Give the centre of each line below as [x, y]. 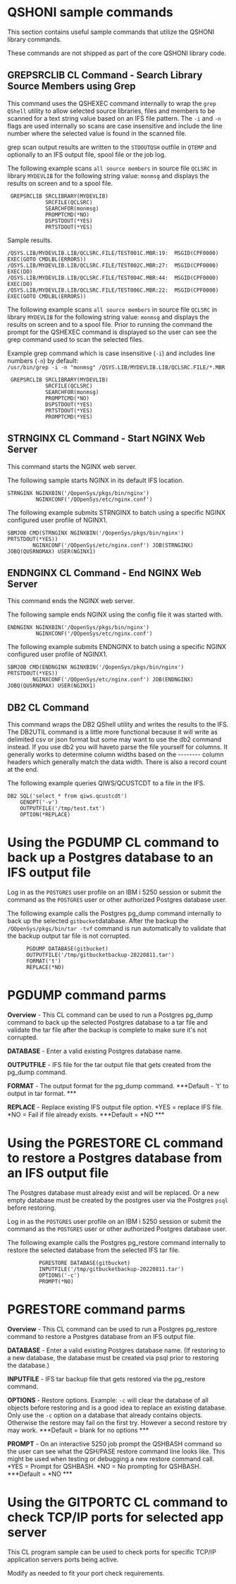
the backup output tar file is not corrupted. [69, 936]
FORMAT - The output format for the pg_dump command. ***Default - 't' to [118, 1086]
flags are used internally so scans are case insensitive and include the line [115, 126]
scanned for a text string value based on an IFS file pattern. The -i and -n [114, 118]
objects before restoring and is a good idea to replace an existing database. [117, 1407]
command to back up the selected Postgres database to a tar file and [107, 1023]
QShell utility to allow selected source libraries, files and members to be [111, 111]
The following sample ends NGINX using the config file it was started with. [115, 614]
